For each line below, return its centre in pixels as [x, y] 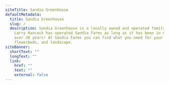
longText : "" [23, 56]
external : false [31, 75]
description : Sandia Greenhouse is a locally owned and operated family [88, 28]
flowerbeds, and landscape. [44, 42]
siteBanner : [18, 47]
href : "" [23, 65]
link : [16, 61]
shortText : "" [24, 51]
